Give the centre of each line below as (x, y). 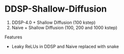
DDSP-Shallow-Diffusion (56, 9)
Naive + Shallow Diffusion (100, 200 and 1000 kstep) (64, 27)
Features (13, 37)
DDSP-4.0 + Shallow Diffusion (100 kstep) (53, 22)
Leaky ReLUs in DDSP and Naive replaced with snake (65, 46)
